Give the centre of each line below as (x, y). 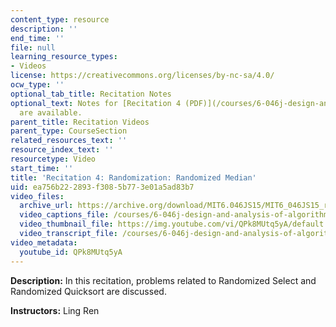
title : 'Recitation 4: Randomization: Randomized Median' (133, 177)
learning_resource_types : (64, 57)
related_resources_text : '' (69, 141)
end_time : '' (37, 38)
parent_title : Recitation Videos (80, 122)
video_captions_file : (64, 215)
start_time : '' (42, 168)
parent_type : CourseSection (69, 131)
